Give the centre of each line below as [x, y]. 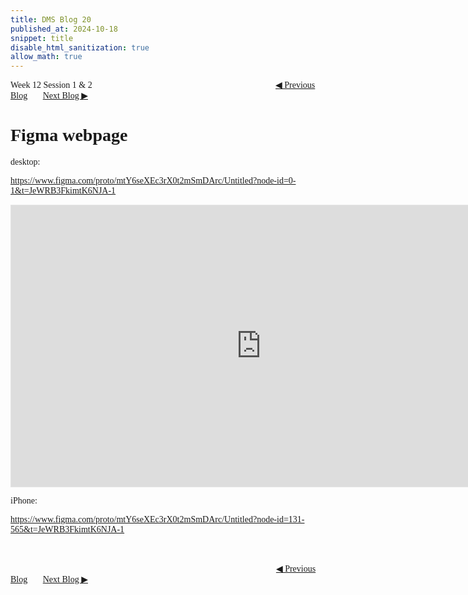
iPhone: [24, 501]
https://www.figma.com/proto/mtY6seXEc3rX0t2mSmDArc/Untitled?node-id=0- [153, 181]
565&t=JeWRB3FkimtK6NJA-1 [67, 529]
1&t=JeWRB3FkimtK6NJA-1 [63, 191]
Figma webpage [69, 135]
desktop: [25, 162]
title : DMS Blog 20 [51, 19]
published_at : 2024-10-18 [64, 29]
